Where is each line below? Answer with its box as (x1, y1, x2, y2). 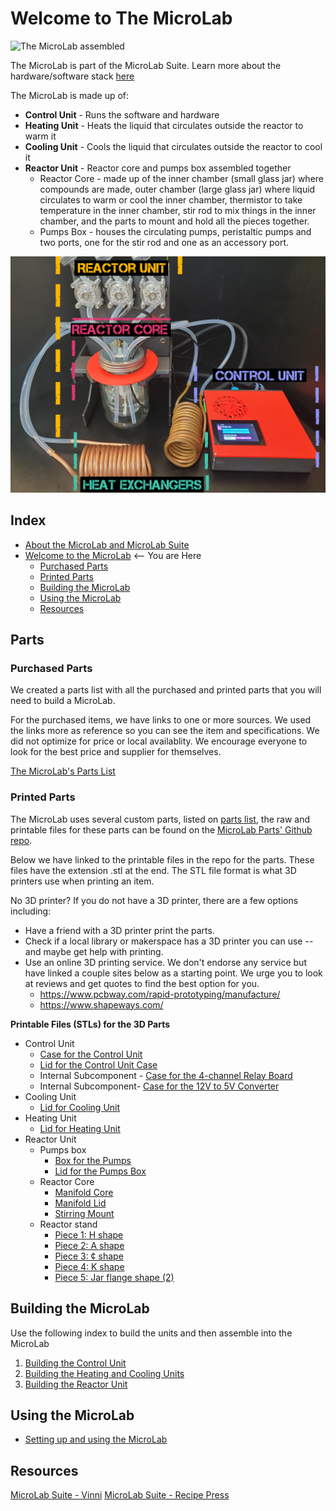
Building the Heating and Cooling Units (24, 1367, 185, 1379)
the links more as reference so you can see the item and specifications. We (10, 725, 320, 737)
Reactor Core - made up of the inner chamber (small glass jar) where (39, 172, 325, 184)
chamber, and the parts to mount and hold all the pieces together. (39, 215, 310, 227)
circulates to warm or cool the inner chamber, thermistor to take (39, 193, 303, 206)
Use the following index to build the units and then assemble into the (10, 1327, 293, 1339)
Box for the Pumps (54, 1154, 132, 1166)
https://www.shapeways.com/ (39, 998, 164, 1011)
